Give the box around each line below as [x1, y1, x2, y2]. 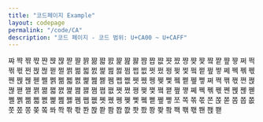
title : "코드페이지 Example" [8, 11, 96, 20]
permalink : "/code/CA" [8, 26, 83, 34]
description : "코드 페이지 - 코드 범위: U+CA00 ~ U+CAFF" [8, 33, 187, 42]
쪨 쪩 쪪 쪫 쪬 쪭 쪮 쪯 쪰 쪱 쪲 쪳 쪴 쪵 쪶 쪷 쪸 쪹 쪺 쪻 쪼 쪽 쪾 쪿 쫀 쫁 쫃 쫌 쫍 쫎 [8, 95, 255, 105]
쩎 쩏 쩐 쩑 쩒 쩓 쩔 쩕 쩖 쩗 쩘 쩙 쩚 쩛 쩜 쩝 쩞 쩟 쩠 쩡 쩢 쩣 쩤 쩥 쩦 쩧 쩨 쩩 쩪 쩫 [8, 66, 255, 76]
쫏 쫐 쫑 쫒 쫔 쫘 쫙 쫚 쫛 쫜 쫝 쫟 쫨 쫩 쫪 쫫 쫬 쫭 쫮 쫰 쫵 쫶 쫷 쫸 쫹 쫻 [8, 105, 222, 115]
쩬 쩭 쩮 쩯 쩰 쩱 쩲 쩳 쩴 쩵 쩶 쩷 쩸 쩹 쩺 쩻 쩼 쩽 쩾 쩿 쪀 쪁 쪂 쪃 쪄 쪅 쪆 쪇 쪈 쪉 [8, 76, 255, 85]
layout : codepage [8, 19, 65, 27]
